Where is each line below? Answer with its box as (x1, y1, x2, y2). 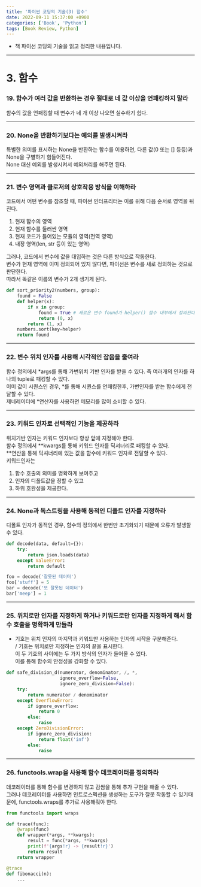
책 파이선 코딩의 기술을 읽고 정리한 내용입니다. (14, 43, 123, 50)
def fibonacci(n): (6, 871, 52, 877)
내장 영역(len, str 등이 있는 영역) (14, 240, 90, 247)
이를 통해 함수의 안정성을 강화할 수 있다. (14, 658, 108, 665)
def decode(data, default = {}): (6, 541, 84, 547)
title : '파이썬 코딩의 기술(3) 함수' (6, 8, 88, 15)
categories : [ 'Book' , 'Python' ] (6, 20, 87, 26)
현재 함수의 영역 (14, 218, 52, 225)
